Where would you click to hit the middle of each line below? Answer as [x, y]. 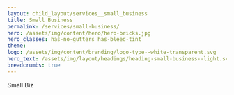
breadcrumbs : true [34, 65]
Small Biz [21, 85]
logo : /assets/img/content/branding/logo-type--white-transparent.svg [112, 53]
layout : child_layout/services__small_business [78, 14]
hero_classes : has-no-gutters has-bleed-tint [74, 40]
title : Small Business [40, 20]
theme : [17, 46]
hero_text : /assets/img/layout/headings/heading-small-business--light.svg [119, 59]
